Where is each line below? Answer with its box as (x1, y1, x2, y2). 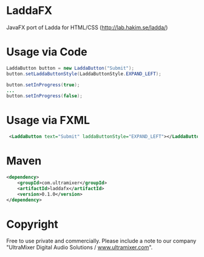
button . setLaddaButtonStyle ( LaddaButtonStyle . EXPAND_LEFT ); (6, 70, 162, 77)
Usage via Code (6, 45, 87, 59)
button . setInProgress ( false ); (6, 93, 83, 99)
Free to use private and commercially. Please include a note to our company (6, 238, 197, 245)
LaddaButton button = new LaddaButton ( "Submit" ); (6, 65, 135, 71)
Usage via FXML (6, 114, 90, 128)
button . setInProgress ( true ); (6, 81, 80, 88)
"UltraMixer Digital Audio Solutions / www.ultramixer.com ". (6, 244, 153, 251)
